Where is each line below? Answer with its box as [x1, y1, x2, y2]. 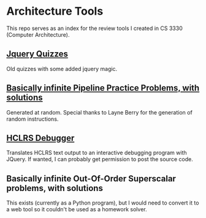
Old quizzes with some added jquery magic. [6, 65, 118, 72]
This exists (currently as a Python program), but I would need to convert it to [6, 199, 199, 206]
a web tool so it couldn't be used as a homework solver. [6, 206, 147, 213]
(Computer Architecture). [6, 31, 70, 38]
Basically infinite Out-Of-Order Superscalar [6, 173, 177, 184]
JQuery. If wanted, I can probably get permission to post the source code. [6, 156, 193, 163]
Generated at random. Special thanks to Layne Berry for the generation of [6, 108, 193, 116]
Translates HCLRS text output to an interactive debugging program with [6, 149, 187, 157]
